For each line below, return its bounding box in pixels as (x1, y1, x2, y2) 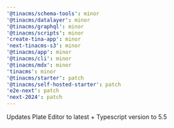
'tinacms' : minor (6, 68, 57, 75)
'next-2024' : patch (6, 94, 63, 101)
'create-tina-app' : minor (6, 36, 81, 43)
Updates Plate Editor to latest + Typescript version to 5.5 (6, 113, 167, 121)
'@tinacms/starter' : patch (6, 74, 84, 82)
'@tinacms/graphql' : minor (6, 23, 84, 30)
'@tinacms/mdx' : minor (6, 62, 72, 68)
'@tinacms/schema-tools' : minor (6, 10, 99, 17)
